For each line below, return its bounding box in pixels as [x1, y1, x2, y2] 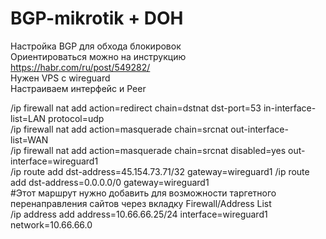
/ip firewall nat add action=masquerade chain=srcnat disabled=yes [10, 144, 287, 156]
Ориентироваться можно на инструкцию [10, 50, 187, 62]
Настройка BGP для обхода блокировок [10, 40, 182, 52]
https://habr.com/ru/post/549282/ [10, 61, 151, 73]
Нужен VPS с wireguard [10, 72, 111, 84]
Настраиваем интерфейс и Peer [10, 82, 147, 94]
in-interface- [263, 102, 317, 114]
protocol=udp [48, 112, 105, 124]
